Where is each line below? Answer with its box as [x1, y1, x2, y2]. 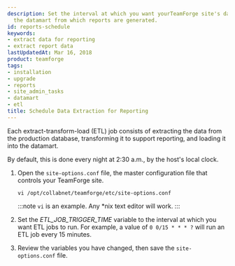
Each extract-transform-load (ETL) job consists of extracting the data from [7, 126, 222, 135]
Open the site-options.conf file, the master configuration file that [17, 168, 208, 177]
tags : [7, 62, 23, 69]
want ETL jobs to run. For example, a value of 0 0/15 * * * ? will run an [17, 223, 225, 231]
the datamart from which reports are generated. [13, 17, 158, 24]
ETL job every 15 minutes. [17, 230, 92, 238]
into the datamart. [7, 141, 59, 150]
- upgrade [7, 75, 36, 82]
